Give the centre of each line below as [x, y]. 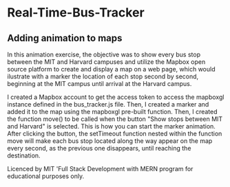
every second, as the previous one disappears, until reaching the [99, 148]
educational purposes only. [46, 176]
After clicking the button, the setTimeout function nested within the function [115, 133]
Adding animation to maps [65, 38]
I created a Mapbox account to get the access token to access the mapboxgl [116, 97]
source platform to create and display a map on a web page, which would [111, 69]
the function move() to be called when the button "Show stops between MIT [115, 119]
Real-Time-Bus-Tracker [76, 13]
